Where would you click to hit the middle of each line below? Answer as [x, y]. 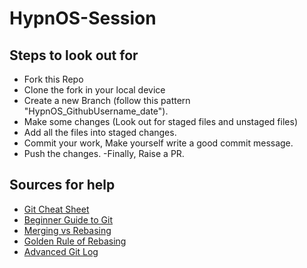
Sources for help [62, 185]
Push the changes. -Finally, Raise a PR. [104, 153]
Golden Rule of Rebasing [75, 241]
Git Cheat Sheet [56, 209]
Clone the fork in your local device [94, 90]
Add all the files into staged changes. [100, 132]
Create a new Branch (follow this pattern [107, 100]
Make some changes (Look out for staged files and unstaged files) [160, 121]
